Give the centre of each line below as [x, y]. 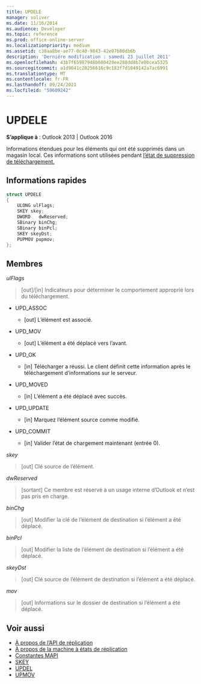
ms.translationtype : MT [36, 74]
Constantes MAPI [36, 655]
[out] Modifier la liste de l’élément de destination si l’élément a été [102, 549]
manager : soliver [28, 18]
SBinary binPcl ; [38, 228]
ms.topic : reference [32, 34]
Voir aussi [25, 628]
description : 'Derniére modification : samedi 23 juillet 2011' [88, 57]
